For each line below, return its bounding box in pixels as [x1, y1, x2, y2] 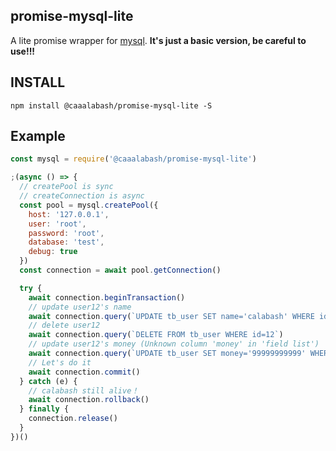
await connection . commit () [28, 367, 141, 377]
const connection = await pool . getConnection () [19, 265, 222, 276]
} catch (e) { [19, 376, 78, 386]
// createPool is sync [19, 182, 114, 192]
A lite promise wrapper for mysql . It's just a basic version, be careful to [10, 34, 307, 46]
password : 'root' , [28, 228, 105, 238]
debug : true [28, 247, 78, 257]
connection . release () [28, 414, 118, 424]
